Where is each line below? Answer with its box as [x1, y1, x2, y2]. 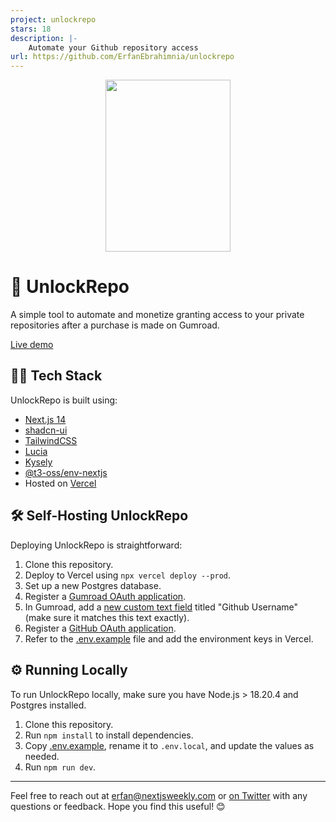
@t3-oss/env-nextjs [24, 466, 108, 478]
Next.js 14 [24, 413, 67, 425]
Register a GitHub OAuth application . [24, 622, 177, 634]
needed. [24, 750, 60, 762]
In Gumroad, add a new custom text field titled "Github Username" [24, 601, 299, 613]
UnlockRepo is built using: [10, 394, 118, 406]
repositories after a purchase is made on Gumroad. [10, 319, 220, 331]
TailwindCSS [24, 434, 78, 446]
